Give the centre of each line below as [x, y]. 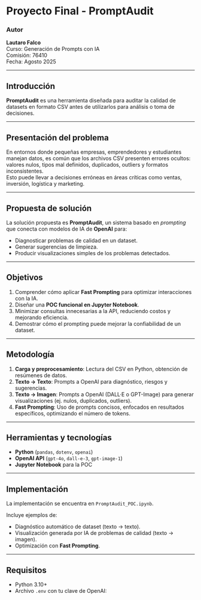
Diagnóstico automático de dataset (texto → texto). [77, 526]
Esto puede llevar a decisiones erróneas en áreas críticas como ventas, [94, 177]
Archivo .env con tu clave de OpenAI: [61, 590]
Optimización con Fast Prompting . [57, 546]
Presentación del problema [57, 138]
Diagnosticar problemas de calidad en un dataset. [76, 240]
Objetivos [25, 278]
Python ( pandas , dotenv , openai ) [54, 452]
